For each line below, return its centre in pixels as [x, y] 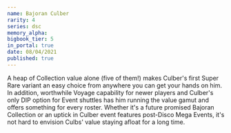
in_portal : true [30, 45]
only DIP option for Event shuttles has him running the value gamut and [108, 100]
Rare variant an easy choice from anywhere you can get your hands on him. [115, 85]
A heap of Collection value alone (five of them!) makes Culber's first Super [113, 78]
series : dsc [24, 26]
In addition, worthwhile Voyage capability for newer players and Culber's [110, 92]
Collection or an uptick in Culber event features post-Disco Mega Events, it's [116, 114]
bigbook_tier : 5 [30, 39]
